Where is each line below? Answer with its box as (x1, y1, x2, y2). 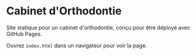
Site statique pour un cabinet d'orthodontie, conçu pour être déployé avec (6, 24, 191, 31)
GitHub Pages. (6, 30, 42, 37)
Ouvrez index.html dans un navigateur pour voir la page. (6, 42, 147, 49)
